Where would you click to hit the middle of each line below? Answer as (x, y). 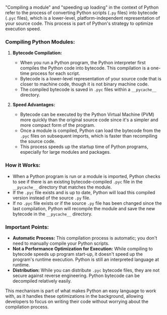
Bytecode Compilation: (37, 53)
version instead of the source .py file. (51, 198)
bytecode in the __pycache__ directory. (52, 214)
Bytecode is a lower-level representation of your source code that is (91, 79)
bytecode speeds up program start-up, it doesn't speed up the (77, 254)
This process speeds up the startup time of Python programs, (84, 147)
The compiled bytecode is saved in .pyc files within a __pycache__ (88, 89)
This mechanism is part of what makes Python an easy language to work (81, 291)
